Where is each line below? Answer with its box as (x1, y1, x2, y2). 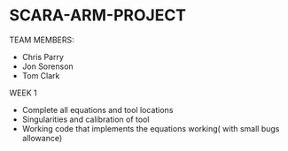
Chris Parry (21, 51, 65, 62)
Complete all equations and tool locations (21, 104, 174, 115)
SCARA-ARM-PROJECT (9, 5, 187, 26)
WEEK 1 (9, 87, 37, 98)
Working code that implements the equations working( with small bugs (21, 123, 280, 133)
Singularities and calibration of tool (21, 114, 150, 125)
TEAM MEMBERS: (9, 34, 75, 45)
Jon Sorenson (21, 61, 74, 72)
